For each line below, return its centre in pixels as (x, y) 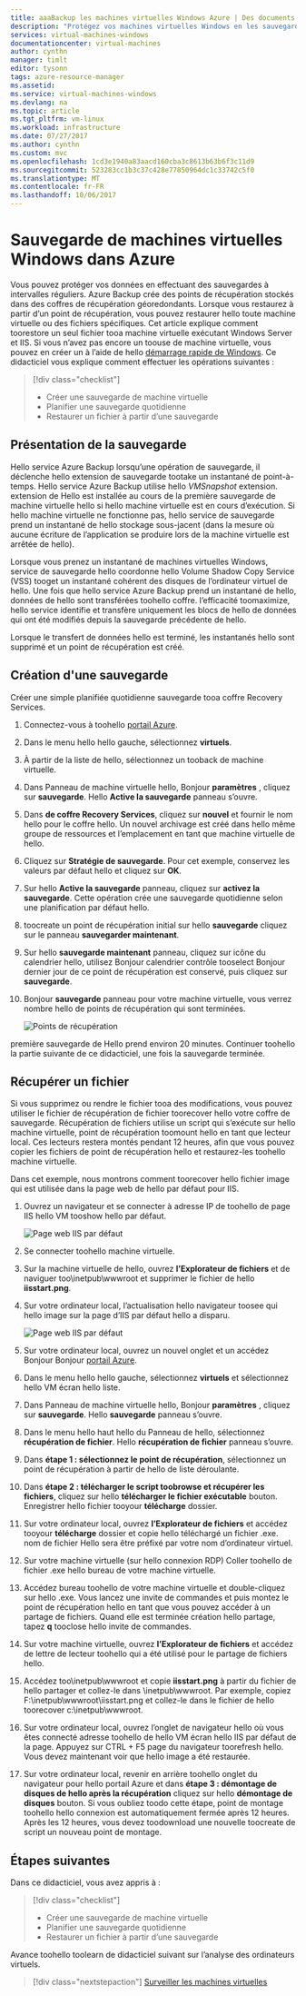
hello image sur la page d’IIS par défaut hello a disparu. (127, 1316)
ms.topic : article (45, 111)
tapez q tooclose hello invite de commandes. (107, 1626)
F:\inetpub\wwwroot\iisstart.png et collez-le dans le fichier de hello (149, 1701)
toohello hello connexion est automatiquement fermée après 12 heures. (156, 1812)
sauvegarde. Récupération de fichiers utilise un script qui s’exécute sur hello (153, 1123)
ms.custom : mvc (39, 153)
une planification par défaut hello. (86, 907)
